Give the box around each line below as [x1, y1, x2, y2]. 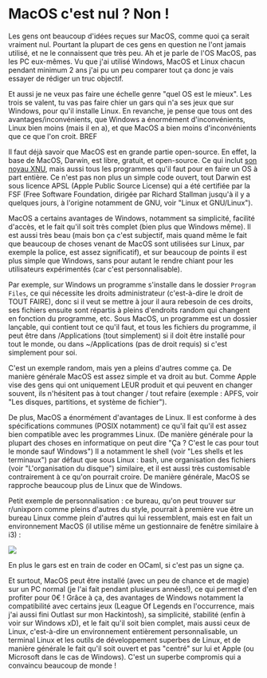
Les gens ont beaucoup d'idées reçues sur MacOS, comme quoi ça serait [8, 31, 249, 41]
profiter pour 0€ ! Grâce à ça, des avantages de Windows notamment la [8, 593, 245, 602]
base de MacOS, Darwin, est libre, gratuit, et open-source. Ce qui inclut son [8, 155, 257, 165]
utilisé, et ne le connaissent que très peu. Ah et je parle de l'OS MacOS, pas [8, 48, 257, 57]
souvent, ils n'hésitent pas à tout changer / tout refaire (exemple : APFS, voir [8, 388, 259, 398]
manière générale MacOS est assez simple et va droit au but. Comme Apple [8, 371, 257, 381]
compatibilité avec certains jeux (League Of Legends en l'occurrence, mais [8, 601, 255, 611]
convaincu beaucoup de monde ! [8, 660, 117, 670]
